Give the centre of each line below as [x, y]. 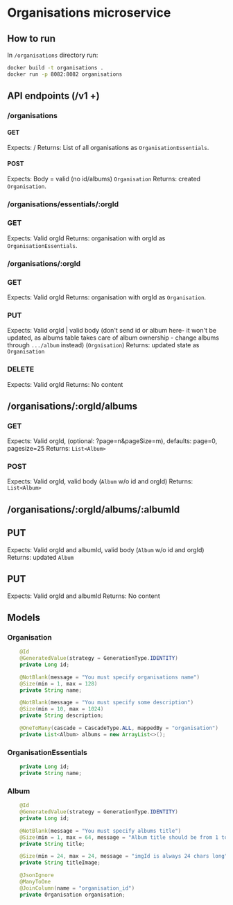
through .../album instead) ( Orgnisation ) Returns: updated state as [103, 345]
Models [24, 617]
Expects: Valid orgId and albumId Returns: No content [84, 596]
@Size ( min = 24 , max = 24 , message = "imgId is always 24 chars [114, 856]
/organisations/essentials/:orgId [63, 204]
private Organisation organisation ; [73, 895]
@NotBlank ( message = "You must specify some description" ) [107, 703]
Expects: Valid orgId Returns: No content [65, 384]
